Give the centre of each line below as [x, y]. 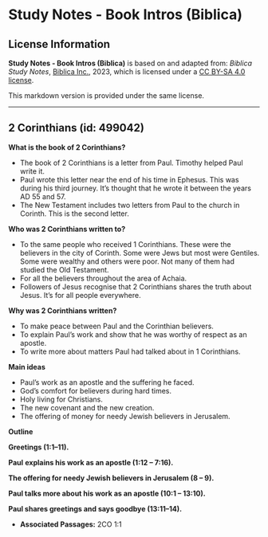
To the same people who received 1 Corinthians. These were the [125, 244]
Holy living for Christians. [61, 399]
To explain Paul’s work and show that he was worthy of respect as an [133, 334]
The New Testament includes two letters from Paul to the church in [130, 205]
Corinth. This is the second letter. [74, 214]
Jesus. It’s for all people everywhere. [80, 295]
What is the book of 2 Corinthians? [67, 147]
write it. [32, 171]
